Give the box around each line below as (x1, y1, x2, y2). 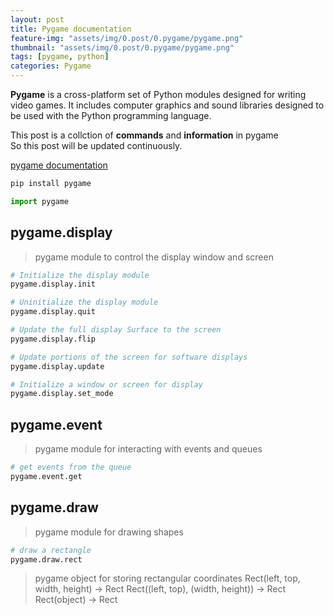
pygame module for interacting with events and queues (34, 443, 263, 455)
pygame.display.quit (10, 307, 97, 317)
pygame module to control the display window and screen (34, 251, 274, 263)
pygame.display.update (10, 361, 105, 371)
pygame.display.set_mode (10, 389, 114, 399)
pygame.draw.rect (10, 554, 83, 565)
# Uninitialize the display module (10, 297, 159, 308)
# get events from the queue (10, 462, 132, 473)
